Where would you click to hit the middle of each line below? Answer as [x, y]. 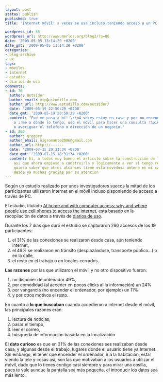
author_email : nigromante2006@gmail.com [51, 141]
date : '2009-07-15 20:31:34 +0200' [45, 150]
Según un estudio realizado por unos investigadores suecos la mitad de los [80, 186]
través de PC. [19, 196]
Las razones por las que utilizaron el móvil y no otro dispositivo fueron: [76, 270]
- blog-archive [20, 55]
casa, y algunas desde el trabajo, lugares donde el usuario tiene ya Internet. [81, 349]
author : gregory [26, 136]
